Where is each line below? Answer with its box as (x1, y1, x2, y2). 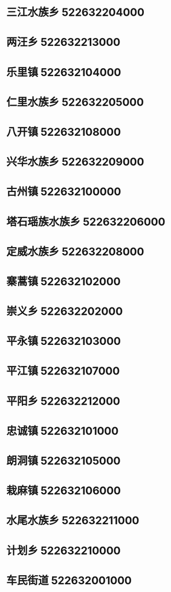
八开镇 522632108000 (6, 125, 121, 139)
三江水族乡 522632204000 (6, 5, 145, 19)
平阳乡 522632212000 (6, 394, 121, 408)
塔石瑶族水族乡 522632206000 (6, 215, 166, 228)
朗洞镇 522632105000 (6, 454, 121, 468)
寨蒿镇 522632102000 (6, 274, 121, 288)
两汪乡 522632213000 (6, 36, 121, 49)
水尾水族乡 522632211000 (6, 514, 140, 527)
